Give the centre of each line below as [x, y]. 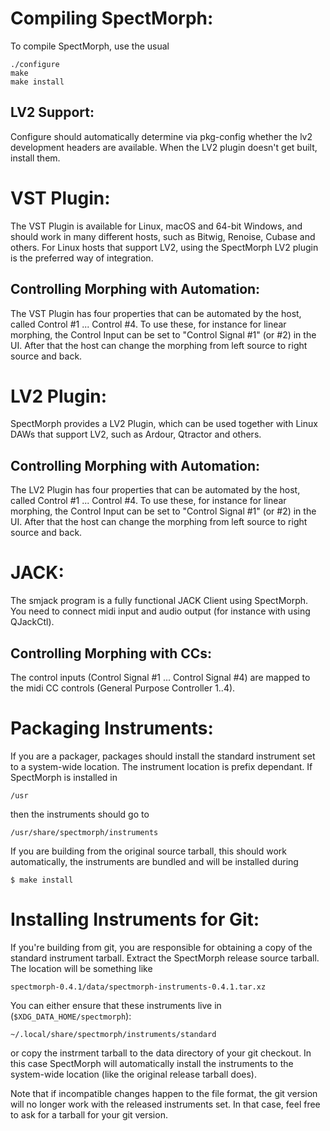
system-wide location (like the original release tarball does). [133, 1074]
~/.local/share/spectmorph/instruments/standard [113, 1034]
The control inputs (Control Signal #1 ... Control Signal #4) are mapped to [160, 677]
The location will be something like [81, 968]
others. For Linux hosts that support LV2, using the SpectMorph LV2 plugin [164, 247]
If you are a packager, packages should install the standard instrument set [163, 756]
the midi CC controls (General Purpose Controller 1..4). [123, 688]
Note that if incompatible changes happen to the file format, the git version [164, 1093]
